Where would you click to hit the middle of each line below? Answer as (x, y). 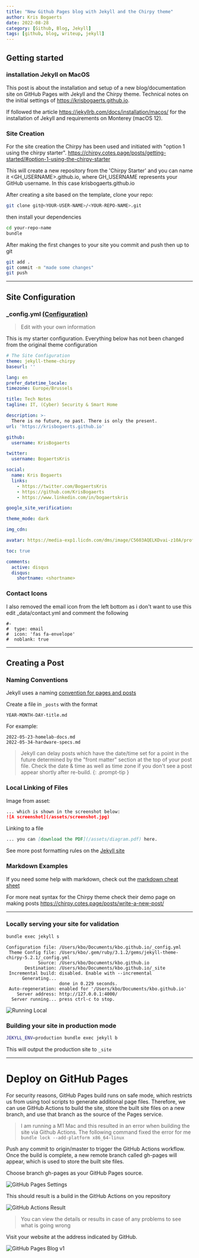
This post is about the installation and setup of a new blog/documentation (96, 87)
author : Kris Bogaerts (34, 17)
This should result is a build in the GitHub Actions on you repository (88, 1196)
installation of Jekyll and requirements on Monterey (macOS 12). (84, 118)
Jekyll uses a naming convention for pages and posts (71, 693)
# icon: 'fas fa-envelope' (41, 634)
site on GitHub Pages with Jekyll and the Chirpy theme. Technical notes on (97, 94)
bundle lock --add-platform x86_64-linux (72, 1138)
